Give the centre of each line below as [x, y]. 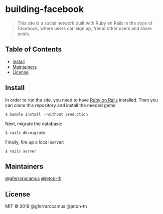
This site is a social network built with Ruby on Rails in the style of [85, 23]
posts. [24, 33]
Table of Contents [34, 49]
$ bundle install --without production [47, 114]
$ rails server [21, 151]
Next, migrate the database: [34, 123]
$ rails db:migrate [25, 133]
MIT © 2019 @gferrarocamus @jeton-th [46, 206]
